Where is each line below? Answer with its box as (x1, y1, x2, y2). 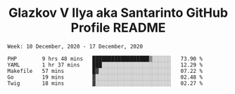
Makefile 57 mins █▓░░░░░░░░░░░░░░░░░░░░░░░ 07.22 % (7, 67, 203, 74)
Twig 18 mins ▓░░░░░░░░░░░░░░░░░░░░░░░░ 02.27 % (7, 79, 203, 87)
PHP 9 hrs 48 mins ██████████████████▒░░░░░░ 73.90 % (7, 55, 203, 62)
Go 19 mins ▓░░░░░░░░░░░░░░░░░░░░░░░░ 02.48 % (7, 74, 203, 81)
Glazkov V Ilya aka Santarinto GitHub (8, 5, 229, 21)
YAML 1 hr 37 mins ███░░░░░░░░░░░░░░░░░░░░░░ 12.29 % (7, 61, 203, 68)
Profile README (70, 20, 166, 36)
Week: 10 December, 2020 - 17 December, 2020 (7, 43, 143, 50)
